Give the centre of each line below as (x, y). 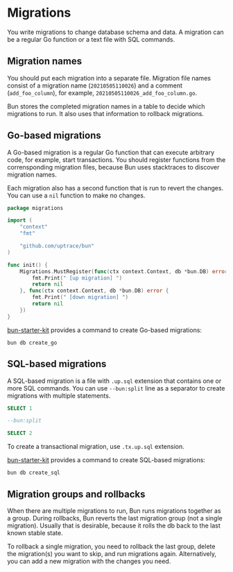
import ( (20, 220)
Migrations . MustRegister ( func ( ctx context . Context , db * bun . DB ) (114, 271)
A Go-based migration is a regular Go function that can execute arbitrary (111, 152)
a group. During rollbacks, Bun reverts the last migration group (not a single (115, 518)
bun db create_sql (34, 473)
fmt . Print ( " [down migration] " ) (80, 297)
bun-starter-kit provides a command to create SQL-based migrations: (106, 460)
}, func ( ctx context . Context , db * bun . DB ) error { (94, 291)
